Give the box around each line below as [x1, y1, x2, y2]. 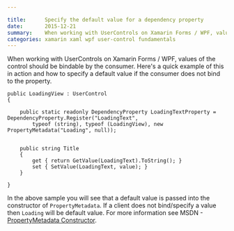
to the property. [7, 77, 52, 86]
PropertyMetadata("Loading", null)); [7, 127, 117, 134]
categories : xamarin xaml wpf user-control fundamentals [7, 35, 176, 42]
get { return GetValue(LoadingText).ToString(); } [32, 157, 182, 164]
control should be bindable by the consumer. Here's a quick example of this [7, 62, 224, 70]
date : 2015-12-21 [7, 22, 77, 30]
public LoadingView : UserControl [7, 90, 108, 97]
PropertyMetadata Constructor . [7, 216, 97, 225]
